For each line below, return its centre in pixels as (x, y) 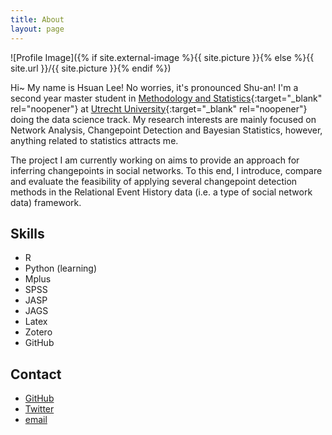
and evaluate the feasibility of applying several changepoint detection (154, 181)
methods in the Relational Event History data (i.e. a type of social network (161, 192)
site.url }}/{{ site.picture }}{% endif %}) (91, 68)
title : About (37, 19)
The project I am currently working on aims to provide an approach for (155, 160)
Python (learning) (61, 268)
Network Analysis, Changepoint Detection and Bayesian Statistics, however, (166, 130)
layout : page (37, 29)
